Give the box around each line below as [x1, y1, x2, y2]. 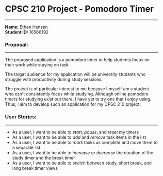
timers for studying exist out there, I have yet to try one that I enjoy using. [5, 96, 152, 102]
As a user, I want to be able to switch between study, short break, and [12, 160, 152, 166]
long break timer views [12, 165, 58, 171]
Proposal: [5, 41, 28, 48]
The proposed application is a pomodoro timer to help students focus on [5, 57, 150, 63]
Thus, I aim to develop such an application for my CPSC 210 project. [5, 101, 141, 107]
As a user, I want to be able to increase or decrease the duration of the [12, 149, 154, 156]
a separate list [12, 144, 41, 150]
